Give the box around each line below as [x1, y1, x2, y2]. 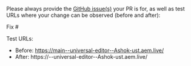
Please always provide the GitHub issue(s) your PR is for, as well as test [6, 5, 185, 12]
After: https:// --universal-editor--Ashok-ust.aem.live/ [15, 53, 147, 60]
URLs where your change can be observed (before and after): [6, 12, 161, 19]
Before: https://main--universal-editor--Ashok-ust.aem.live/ [15, 47, 164, 54]
